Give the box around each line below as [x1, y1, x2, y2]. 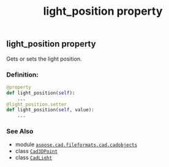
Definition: [6, 70, 39, 79]
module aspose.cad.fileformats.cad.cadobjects [15, 141, 138, 148]
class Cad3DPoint [15, 147, 58, 155]
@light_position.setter [6, 101, 67, 108]
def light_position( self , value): [6, 107, 95, 113]
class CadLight [15, 154, 53, 161]
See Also [6, 127, 34, 136]
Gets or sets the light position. [6, 55, 82, 62]
